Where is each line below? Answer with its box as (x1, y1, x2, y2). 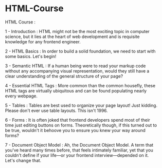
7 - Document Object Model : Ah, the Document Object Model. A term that (5, 142, 154, 148)
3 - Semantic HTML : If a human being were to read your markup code (5, 63, 146, 69)
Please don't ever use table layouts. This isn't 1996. (5, 108, 108, 113)
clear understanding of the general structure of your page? (5, 73, 123, 79)
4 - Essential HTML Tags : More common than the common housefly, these (5, 82, 156, 88)
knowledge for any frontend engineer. (5, 38, 81, 44)
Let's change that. (5, 157, 41, 163)
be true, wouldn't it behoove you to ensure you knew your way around (5, 127, 146, 133)
